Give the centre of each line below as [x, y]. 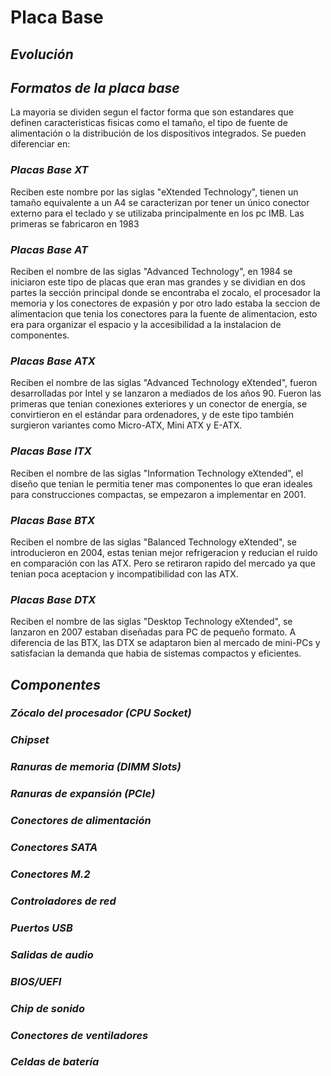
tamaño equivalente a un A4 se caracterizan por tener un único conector [160, 202]
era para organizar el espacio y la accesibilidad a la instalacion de [146, 324]
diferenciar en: [40, 144]
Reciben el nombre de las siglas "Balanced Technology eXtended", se [153, 542]
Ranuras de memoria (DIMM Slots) [96, 767]
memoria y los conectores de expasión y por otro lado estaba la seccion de [165, 303]
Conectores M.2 [50, 874]
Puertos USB [41, 928]
